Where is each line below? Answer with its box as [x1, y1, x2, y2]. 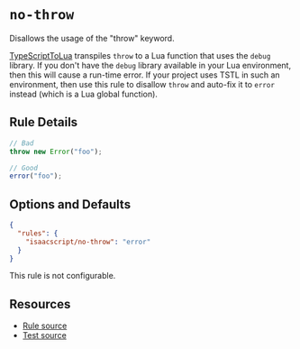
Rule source [22, 320, 68, 331]
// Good [9, 163, 39, 172]
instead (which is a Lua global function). [9, 88, 158, 99]
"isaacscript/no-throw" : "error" [25, 237, 151, 246]
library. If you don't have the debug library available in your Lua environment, [9, 60, 291, 70]
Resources [9, 296, 71, 312]
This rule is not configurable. [9, 271, 116, 281]
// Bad [9, 138, 34, 148]
